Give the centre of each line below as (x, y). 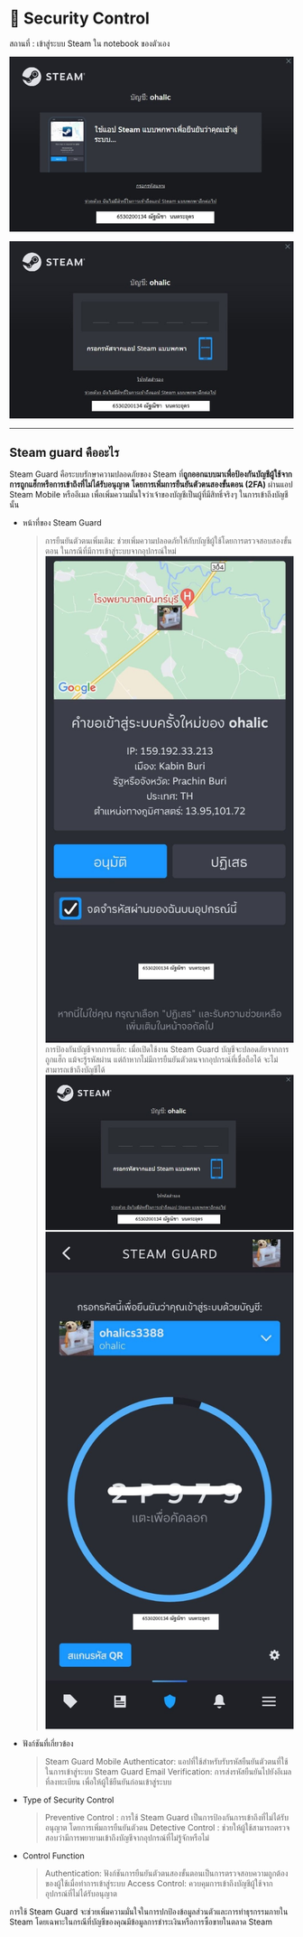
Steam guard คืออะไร (64, 452)
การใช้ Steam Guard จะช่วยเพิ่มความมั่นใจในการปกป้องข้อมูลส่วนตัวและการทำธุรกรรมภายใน (149, 1912)
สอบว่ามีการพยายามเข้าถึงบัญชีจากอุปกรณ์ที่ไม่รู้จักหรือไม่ (127, 1838)
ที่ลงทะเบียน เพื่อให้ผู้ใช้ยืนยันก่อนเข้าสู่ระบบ (108, 1782)
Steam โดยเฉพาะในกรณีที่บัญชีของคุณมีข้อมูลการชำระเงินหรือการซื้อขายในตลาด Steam (141, 1922)
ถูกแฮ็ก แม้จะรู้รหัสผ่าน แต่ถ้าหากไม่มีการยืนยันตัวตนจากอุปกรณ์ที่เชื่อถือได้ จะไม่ (161, 1059)
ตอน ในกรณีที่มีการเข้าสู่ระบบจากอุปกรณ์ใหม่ (110, 551)
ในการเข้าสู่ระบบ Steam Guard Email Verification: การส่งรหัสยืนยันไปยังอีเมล (168, 1772)
